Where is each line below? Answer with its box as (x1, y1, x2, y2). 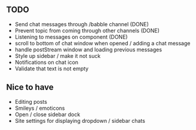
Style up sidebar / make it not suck (14, 52, 101, 59)
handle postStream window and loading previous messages (14, 46, 163, 53)
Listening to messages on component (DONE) (14, 33, 128, 41)
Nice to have (6, 82, 54, 92)
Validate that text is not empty (14, 65, 88, 72)
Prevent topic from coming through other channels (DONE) (14, 27, 160, 34)
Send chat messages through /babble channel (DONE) (14, 20, 149, 27)
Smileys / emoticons (14, 104, 65, 112)
